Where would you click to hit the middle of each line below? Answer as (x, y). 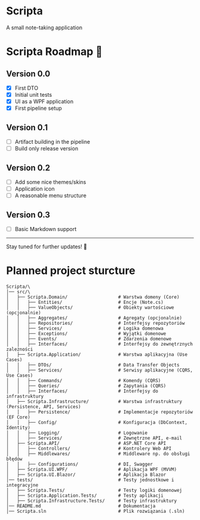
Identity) (18, 427)
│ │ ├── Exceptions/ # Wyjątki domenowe (86, 333)
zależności (20, 349)
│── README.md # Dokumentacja (81, 506)
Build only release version (46, 149)
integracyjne (22, 485)
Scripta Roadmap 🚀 (54, 52)
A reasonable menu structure (51, 196)
